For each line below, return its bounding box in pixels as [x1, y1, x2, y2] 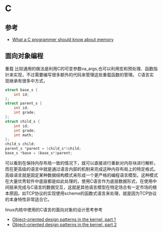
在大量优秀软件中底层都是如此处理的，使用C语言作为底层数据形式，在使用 [5, 178, 153, 184]
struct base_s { [5, 87, 38, 92]
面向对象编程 [5, 52, 44, 60]
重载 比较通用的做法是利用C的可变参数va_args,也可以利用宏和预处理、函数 [5, 66, 154, 71]
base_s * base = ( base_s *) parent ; [5, 151, 73, 156]
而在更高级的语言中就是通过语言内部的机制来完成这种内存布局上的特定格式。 [5, 166, 158, 172]
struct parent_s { [5, 101, 42, 106]
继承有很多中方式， [9, 78, 48, 83]
